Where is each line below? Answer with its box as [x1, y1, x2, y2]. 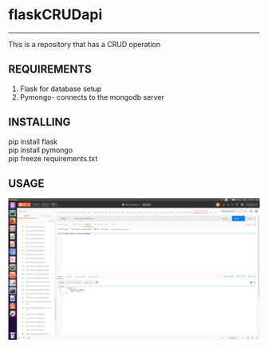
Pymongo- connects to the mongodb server [19, 92, 165, 101]
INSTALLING [8, 116, 71, 129]
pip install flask [8, 136, 58, 146]
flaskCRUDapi [8, 6, 103, 24]
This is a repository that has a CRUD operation [8, 39, 161, 49]
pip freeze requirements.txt [8, 153, 98, 163]
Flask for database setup [19, 84, 102, 93]
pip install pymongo [8, 145, 73, 155]
